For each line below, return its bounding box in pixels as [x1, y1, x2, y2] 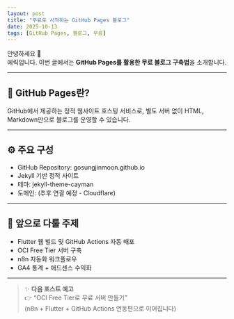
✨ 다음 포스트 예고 [24, 284, 75, 293]
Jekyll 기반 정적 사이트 [17, 171, 79, 179]
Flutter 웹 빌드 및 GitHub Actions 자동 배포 [17, 237, 135, 245]
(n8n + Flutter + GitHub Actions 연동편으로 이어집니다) [24, 304, 176, 313]
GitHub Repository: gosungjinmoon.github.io [17, 163, 145, 171]
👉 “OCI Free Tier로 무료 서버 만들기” [24, 293, 127, 302]
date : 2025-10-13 [7, 23, 58, 30]
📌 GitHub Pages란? [7, 87, 91, 99]
